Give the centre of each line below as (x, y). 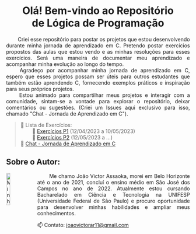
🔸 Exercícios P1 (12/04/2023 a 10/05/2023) (83, 131)
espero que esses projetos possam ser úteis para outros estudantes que (98, 76)
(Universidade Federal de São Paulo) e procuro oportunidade (113, 201)
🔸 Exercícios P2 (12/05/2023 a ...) (72, 137)
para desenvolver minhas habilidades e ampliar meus (113, 207)
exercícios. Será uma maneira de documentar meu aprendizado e (98, 58)
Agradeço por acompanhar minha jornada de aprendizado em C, (105, 70)
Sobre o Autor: (33, 162)
